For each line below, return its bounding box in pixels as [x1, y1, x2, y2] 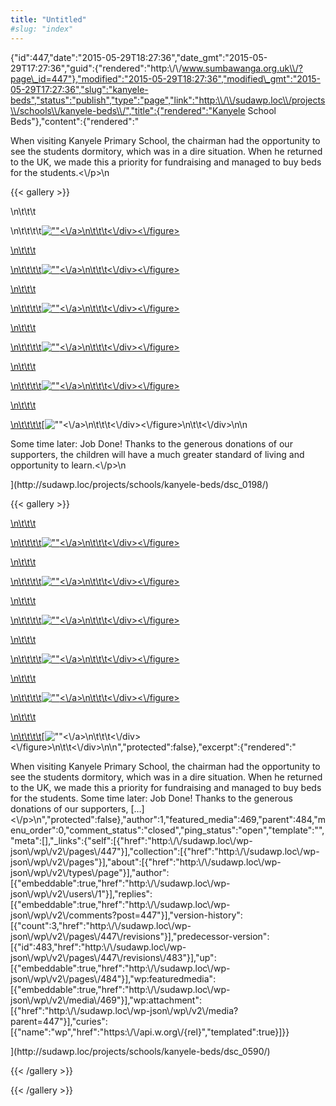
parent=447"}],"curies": [10, 1015, 108, 1027]
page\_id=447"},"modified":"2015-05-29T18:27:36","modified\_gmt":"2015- [10, 72, 322, 85]
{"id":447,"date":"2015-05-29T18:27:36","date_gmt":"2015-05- [10, 51, 268, 63]
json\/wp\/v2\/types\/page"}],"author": [10, 866, 170, 878]
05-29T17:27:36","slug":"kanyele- [10, 83, 149, 95]
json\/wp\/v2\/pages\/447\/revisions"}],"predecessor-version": [10, 930, 270, 942]
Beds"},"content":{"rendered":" [10, 115, 140, 127]
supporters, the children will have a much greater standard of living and [10, 448, 305, 460]
